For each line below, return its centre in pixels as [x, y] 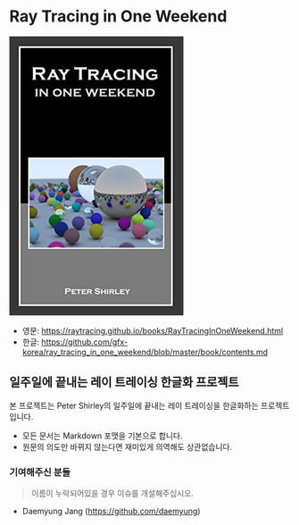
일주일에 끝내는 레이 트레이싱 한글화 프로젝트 [124, 383]
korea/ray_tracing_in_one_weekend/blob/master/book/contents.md [145, 352]
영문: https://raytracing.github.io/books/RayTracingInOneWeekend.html [153, 330]
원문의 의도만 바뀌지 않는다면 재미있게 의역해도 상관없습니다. [127, 446]
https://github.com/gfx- [85, 342]
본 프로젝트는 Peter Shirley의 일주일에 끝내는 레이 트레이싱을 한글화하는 [134, 405]
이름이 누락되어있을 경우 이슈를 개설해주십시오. [112, 494]
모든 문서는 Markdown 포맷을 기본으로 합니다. [102, 436]
